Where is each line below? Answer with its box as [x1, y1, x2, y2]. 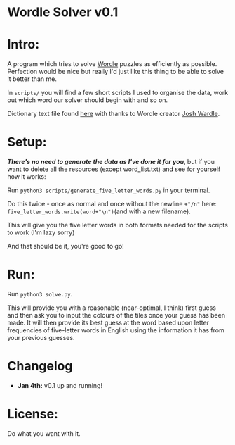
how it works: [7, 173, 46, 181]
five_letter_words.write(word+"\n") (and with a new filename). [7, 207, 191, 215]
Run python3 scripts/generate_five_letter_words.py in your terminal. [7, 186, 210, 194]
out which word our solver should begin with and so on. [7, 96, 168, 104]
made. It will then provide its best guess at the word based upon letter [7, 318, 209, 327]
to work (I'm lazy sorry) [7, 228, 75, 237]
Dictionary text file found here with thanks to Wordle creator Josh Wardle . [7, 110, 220, 118]
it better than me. [7, 75, 58, 83]
